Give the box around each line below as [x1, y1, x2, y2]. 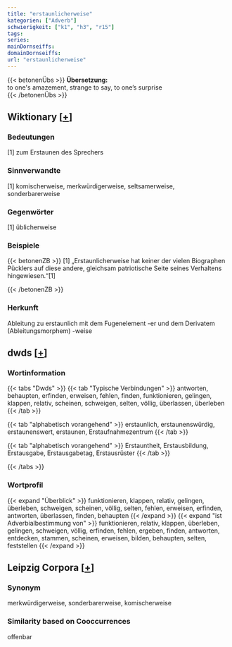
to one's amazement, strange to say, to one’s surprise [7, 83, 163, 92]
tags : [7, 30, 23, 37]
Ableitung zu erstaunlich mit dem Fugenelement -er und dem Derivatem [7, 319, 216, 327]
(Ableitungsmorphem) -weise [7, 326, 93, 335]
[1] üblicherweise [7, 223, 57, 231]
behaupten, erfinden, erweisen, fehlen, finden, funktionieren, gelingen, [7, 392, 212, 400]
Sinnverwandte [7, 166, 61, 176]
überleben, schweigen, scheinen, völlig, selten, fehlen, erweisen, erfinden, [7, 504, 223, 512]
